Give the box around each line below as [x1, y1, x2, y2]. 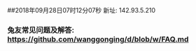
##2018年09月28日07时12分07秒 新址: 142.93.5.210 [7, 6, 156, 14]
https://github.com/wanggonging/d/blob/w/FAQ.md [7, 34, 189, 44]
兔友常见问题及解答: [7, 25, 75, 35]
